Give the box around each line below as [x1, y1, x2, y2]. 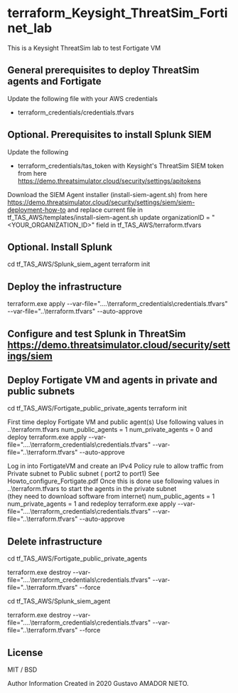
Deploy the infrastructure [7, 280, 122, 292]
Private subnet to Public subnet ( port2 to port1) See [7, 470, 160, 478]
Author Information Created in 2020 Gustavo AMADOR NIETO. [7, 679, 190, 688]
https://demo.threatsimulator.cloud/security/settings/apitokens [17, 176, 201, 185]
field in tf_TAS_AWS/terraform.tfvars [95, 221, 202, 229]
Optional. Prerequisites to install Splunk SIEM [7, 129, 212, 141]
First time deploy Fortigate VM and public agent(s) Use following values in [7, 418, 224, 426]
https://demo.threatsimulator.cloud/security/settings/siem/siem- [7, 198, 195, 206]
